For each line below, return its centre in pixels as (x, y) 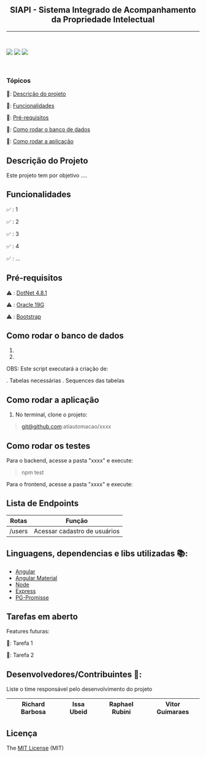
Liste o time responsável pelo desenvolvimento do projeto (79, 689)
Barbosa (33, 712)
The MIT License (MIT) (35, 748)
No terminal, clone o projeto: (51, 415)
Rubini (121, 712)
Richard (33, 704)
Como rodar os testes (48, 446)
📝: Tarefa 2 (20, 655)
